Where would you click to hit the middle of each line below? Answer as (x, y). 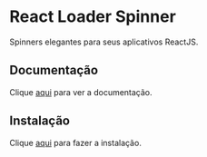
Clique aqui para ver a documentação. (81, 92)
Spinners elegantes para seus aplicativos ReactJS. (104, 42)
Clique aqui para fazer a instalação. (76, 142)
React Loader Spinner (93, 17)
